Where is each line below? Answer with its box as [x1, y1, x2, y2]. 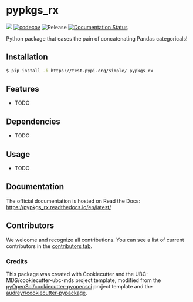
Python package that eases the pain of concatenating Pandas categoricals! [6, 35, 188, 42]
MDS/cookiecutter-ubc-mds [6, 277, 75, 284]
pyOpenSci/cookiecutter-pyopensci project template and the [6, 283, 153, 290]
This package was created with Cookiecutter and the [6, 270, 134, 277]
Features [6, 84, 39, 94]
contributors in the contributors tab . [6, 242, 93, 250]
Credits [6, 257, 28, 265]
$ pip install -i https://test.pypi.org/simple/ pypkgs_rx [6, 68, 154, 73]
